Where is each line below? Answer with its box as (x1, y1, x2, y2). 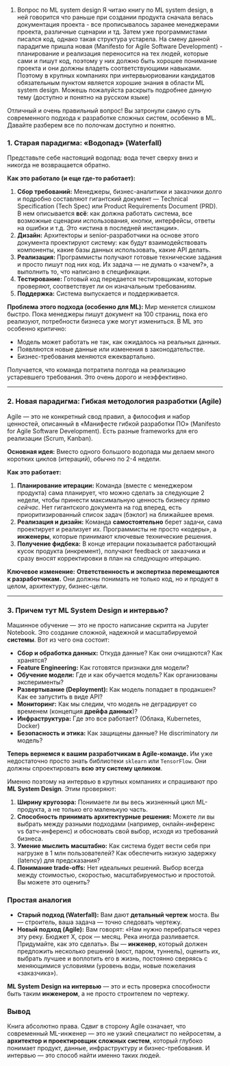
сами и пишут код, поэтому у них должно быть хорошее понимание (16, 57, 218, 64)
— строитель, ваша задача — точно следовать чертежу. (16, 918, 183, 926)
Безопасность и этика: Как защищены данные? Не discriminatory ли (16, 729, 218, 737)
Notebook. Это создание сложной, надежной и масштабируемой (7, 628, 197, 636)
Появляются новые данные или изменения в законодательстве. (16, 346, 205, 354)
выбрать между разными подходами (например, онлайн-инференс (16, 819, 216, 828)
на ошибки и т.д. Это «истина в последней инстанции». (16, 224, 179, 232)
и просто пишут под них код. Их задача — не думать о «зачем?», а (16, 261, 214, 269)
